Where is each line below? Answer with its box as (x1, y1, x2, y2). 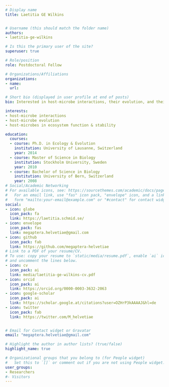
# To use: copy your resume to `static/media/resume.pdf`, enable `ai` (5, 253, 158, 259)
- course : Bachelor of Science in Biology (10, 169, 100, 174)
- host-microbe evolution (5, 118, 59, 123)
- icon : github (5, 235, 37, 240)
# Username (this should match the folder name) (5, 26, 109, 31)
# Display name (5, 7, 37, 13)
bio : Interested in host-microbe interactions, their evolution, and (5, 99, 154, 105)
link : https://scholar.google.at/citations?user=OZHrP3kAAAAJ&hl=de (10, 300, 156, 305)
